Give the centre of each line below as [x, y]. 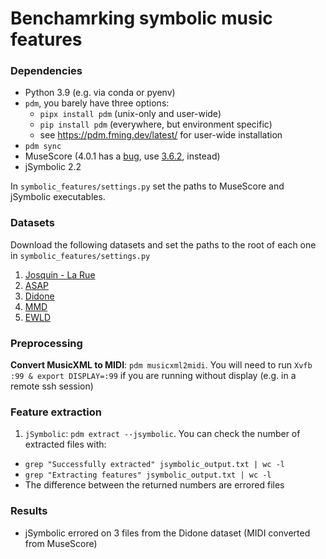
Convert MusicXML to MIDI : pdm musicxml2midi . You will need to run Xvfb [161, 365]
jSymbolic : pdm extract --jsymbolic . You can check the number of [162, 434]
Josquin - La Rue [60, 274]
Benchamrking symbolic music [141, 18]
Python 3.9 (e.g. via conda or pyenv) [100, 93]
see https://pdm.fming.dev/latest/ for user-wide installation [161, 135]
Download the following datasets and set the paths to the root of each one [163, 244]
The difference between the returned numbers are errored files [154, 485]
